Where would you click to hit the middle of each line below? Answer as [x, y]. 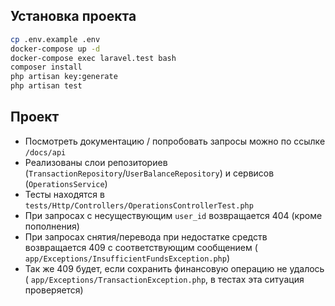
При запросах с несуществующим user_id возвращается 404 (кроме [173, 215]
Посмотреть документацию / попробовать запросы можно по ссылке [175, 141]
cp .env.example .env [55, 39]
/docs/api [45, 152]
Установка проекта [73, 16]
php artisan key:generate [64, 77]
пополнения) [52, 226]
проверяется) [54, 290]
